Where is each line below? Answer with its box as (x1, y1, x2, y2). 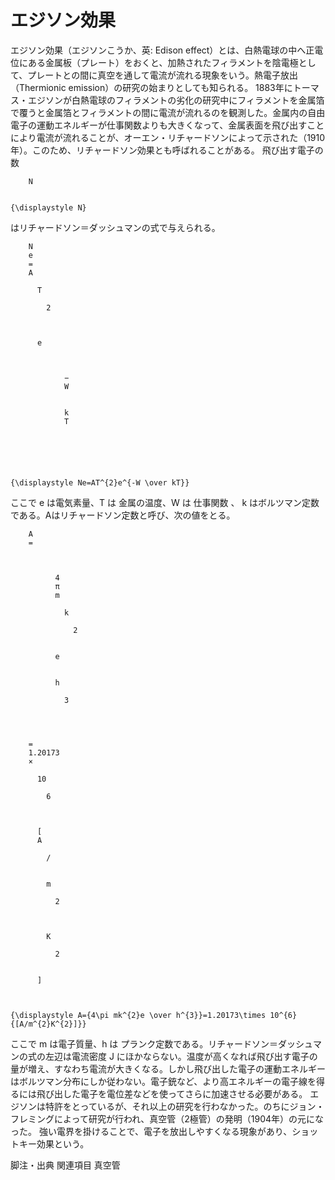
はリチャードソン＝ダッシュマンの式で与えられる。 (10, 221, 221, 233)
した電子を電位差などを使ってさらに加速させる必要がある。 (62, 1087, 308, 1100)
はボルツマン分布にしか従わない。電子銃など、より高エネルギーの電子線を (10, 1075, 317, 1087)
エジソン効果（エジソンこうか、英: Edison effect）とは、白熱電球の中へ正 (10, 44, 315, 56)
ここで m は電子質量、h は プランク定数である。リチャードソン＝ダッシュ (10, 1037, 314, 1050)
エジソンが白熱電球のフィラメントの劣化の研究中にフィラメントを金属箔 (27, 94, 325, 106)
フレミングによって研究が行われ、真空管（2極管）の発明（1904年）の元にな (10, 1112, 325, 1125)
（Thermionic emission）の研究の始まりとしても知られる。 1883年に (10, 81, 293, 93)
